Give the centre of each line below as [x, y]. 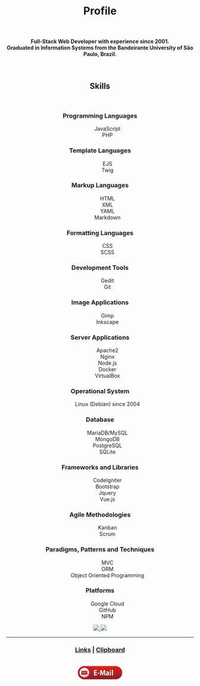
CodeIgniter [107, 480]
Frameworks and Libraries [100, 467]
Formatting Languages [100, 233]
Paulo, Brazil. [100, 54]
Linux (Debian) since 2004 [107, 404]
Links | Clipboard [100, 650]
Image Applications [100, 303]
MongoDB [107, 439]
